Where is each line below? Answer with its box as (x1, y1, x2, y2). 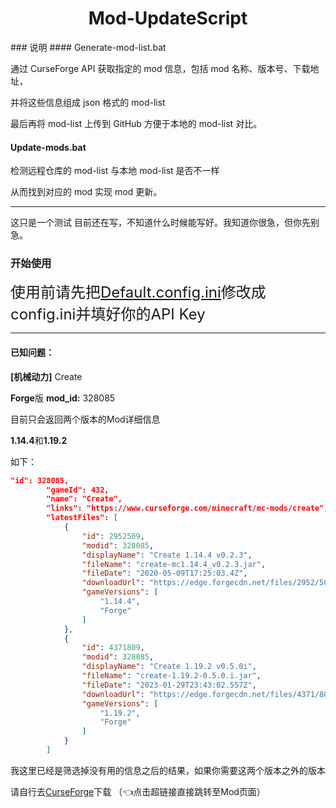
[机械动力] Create (10, 370, 83, 382)
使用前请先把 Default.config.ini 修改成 (10, 283, 267, 302)
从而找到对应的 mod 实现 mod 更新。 (10, 186, 163, 198)
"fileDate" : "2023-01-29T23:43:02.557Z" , (81, 680, 257, 690)
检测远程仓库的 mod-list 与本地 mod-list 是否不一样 (10, 165, 220, 177)
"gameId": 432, (46, 485, 110, 495)
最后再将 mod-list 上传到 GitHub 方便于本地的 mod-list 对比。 (10, 117, 263, 129)
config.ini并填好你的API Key (10, 305, 206, 324)
